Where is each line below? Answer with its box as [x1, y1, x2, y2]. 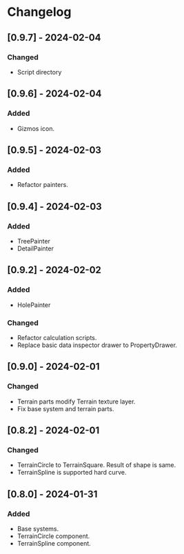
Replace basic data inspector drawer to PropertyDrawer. [17, 341, 178, 349]
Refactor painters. [17, 181, 69, 189]
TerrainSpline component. [17, 539, 91, 547]
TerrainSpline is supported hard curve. [17, 468, 127, 477]
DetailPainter [17, 244, 54, 253]
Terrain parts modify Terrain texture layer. [17, 397, 136, 406]
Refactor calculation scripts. [17, 333, 97, 342]
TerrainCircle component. [17, 532, 90, 540]
